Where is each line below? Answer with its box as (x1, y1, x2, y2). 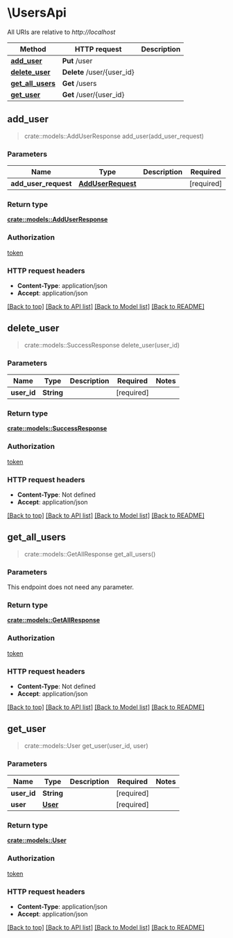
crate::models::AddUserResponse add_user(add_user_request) (24, 132, 205, 140)
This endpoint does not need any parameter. (7, 583, 134, 591)
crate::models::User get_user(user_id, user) (24, 741, 149, 750)
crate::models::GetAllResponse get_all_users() (24, 549, 156, 558)
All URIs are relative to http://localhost (7, 28, 116, 36)
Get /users (62, 78, 97, 88)
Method (19, 44, 46, 53)
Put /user (62, 56, 93, 65)
